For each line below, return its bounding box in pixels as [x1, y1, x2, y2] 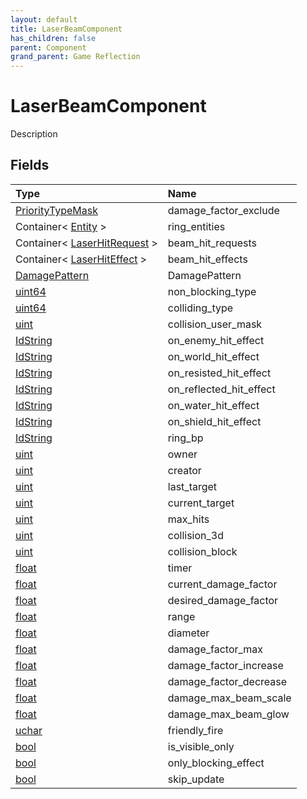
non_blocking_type [167, 284, 257, 298]
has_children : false [10, 33, 97, 43]
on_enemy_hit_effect [167, 333, 265, 347]
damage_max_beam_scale [167, 691, 292, 705]
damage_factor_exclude [167, 203, 280, 217]
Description [10, 128, 58, 140]
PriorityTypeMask [15, 203, 99, 217]
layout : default [10, 14, 78, 25]
